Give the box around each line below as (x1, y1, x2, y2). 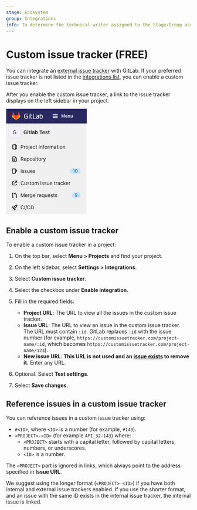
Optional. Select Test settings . (14, 370, 89, 378)
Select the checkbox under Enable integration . (14, 287, 129, 294)
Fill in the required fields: (14, 298, 74, 305)
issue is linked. (6, 498, 42, 505)
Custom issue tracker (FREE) (6, 47, 148, 61)
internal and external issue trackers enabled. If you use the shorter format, (6, 485, 186, 492)
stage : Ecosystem (6, 9, 49, 15)
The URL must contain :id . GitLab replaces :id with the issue (23, 328, 172, 335)
